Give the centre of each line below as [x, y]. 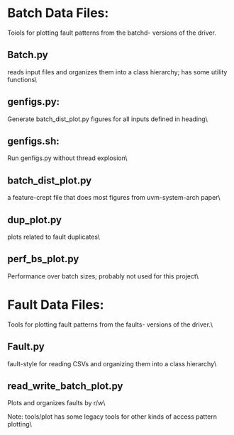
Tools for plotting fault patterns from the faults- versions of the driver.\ [110, 324]
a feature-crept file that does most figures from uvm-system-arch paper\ [114, 198]
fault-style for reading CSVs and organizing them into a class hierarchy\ [112, 363]
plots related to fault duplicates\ [54, 237]
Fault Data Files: [56, 305]
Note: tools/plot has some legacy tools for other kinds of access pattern [112, 417]
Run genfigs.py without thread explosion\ [67, 158]
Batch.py [28, 55]
